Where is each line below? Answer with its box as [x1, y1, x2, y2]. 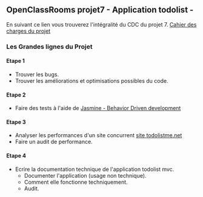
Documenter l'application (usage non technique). [24, 172, 147, 179]
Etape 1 [6, 57, 25, 65]
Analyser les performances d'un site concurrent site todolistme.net [15, 132, 182, 139]
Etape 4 [6, 152, 26, 159]
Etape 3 [6, 118, 26, 126]
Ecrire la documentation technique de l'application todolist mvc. [15, 166, 175, 173]
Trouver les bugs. [15, 71, 59, 78]
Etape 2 [6, 91, 26, 98]
